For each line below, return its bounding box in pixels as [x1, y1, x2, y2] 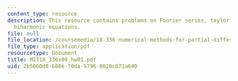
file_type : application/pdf [7, 43, 91, 50]
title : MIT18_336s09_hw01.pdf [7, 56, 97, 63]
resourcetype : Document [7, 50, 78, 57]
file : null [7, 30, 40, 37]
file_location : [7, 37, 52, 44]
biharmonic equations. [13, 23, 81, 30]
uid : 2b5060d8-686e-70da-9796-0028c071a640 [7, 63, 138, 70]
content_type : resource [7, 10, 78, 18]
